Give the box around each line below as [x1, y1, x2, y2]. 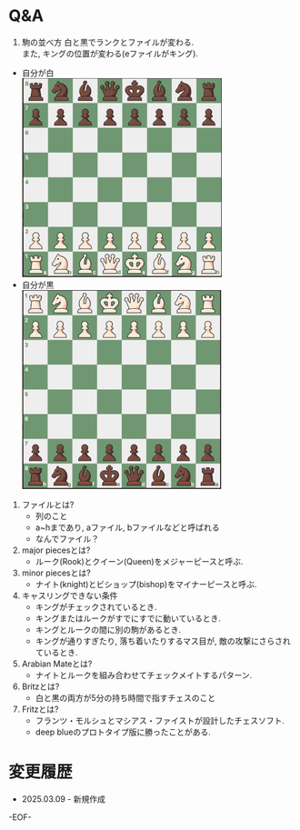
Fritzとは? [21, 704, 59, 715]
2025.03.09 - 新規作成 [21, 793, 105, 805]
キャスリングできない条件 [21, 590, 118, 601]
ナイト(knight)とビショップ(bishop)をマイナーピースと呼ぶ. [35, 578, 257, 589]
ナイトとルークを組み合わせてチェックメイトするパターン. [35, 669, 253, 680]
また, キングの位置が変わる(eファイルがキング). [21, 47, 199, 59]
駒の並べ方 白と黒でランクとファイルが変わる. [21, 36, 195, 47]
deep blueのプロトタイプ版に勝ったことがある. [35, 726, 211, 737]
